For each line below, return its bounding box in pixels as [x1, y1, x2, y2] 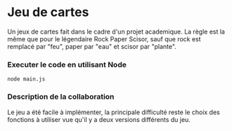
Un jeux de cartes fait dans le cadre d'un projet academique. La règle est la [7, 27, 225, 36]
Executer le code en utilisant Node [7, 60, 127, 69]
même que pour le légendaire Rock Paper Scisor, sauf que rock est [7, 34, 202, 43]
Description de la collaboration [7, 92, 115, 102]
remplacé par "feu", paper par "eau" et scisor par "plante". [7, 42, 177, 50]
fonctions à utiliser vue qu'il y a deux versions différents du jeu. [7, 115, 191, 123]
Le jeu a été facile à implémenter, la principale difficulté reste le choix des [7, 108, 220, 116]
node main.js [7, 76, 46, 83]
